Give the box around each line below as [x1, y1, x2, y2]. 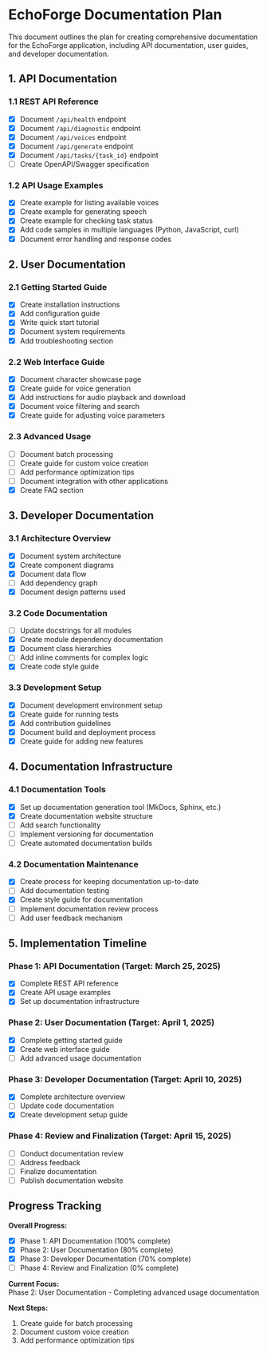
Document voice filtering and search [19, 402, 140, 411]
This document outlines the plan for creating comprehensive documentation [8, 32, 258, 42]
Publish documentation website [19, 1176, 124, 1185]
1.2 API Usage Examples [8, 180, 104, 191]
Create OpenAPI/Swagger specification [19, 159, 150, 169]
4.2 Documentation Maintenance [8, 859, 139, 870]
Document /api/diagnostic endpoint [19, 123, 141, 133]
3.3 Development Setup [8, 682, 102, 693]
